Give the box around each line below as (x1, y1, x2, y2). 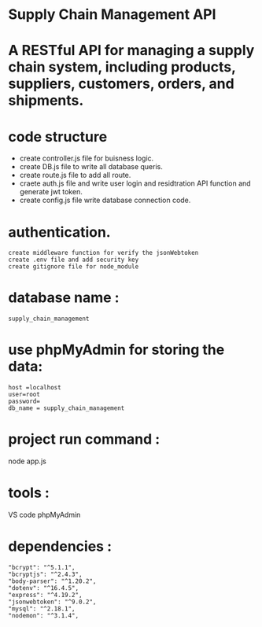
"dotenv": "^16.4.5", (8, 584, 79, 592)
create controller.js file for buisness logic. (19, 153, 154, 163)
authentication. (8, 223, 112, 241)
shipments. (8, 92, 84, 109)
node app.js (8, 456, 47, 466)
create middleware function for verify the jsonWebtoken (8, 249, 199, 257)
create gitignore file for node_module (8, 263, 139, 271)
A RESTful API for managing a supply (8, 42, 255, 60)
